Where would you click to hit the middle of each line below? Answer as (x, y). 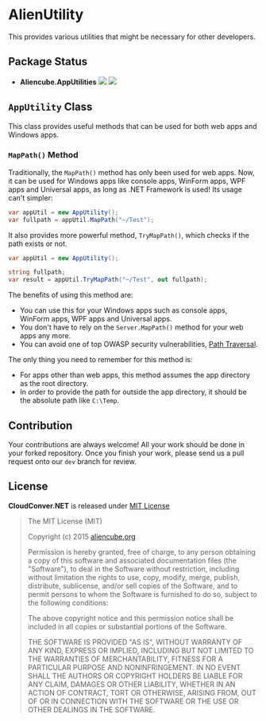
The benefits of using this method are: (71, 295)
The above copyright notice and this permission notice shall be (131, 618)
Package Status (48, 62)
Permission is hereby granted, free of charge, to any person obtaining (142, 551)
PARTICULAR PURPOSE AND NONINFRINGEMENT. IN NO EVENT (134, 667)
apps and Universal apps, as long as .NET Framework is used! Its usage (125, 189)
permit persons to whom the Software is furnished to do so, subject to (143, 594)
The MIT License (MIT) (65, 521)
